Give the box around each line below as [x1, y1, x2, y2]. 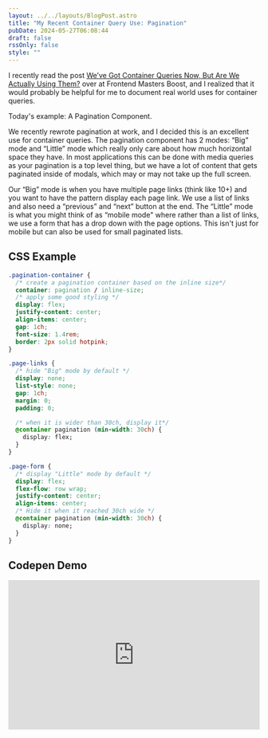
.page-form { [8, 462, 52, 470]
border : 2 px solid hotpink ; [15, 338, 109, 346]
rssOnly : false [8, 41, 59, 49]
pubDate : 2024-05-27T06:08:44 [8, 26, 109, 34]
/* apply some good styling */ [15, 293, 120, 301]
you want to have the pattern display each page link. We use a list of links [8, 193, 250, 202]
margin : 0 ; [15, 396, 52, 405]
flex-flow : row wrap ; [15, 485, 88, 493]
